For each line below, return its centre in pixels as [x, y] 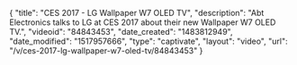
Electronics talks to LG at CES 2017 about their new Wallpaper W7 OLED [143, 22]
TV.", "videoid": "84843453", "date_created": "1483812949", [121, 32]
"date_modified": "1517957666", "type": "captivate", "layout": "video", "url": [148, 41]
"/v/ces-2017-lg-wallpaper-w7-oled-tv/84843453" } [106, 51]
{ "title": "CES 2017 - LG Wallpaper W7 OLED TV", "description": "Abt [137, 13]
